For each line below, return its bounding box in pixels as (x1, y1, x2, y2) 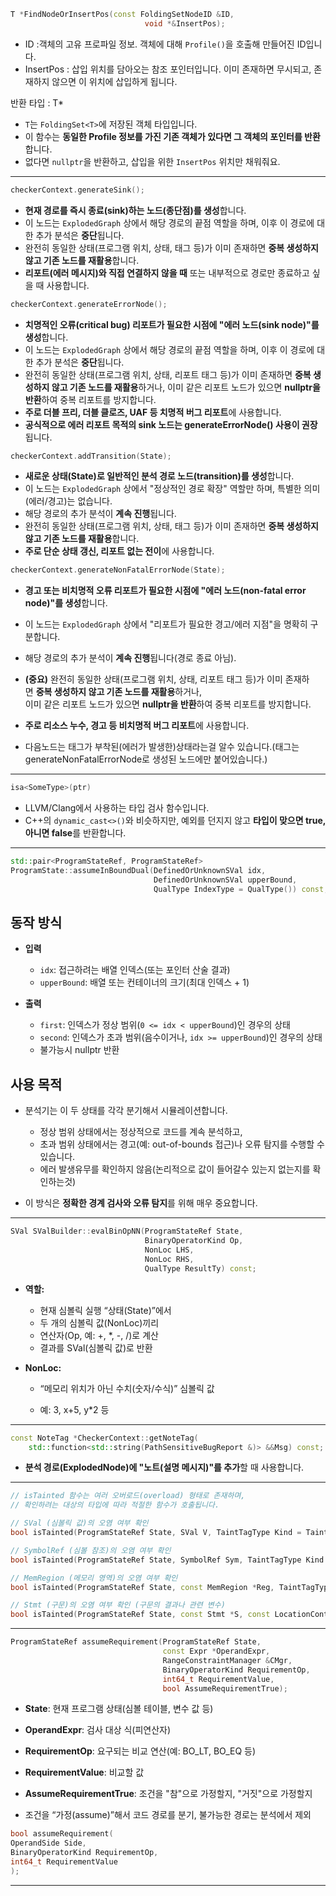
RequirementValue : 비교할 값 (24, 1766, 145, 1779)
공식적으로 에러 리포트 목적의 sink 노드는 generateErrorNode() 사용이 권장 (24, 418, 318, 430)
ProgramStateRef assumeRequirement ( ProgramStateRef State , (10, 1637, 262, 1647)
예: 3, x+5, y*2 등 (39, 1403, 110, 1415)
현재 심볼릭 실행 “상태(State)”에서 (39, 1304, 172, 1316)
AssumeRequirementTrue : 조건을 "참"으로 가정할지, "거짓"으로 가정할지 (24, 1788, 313, 1800)
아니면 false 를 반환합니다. (24, 827, 127, 839)
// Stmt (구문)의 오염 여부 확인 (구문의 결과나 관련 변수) (10, 1600, 226, 1610)
